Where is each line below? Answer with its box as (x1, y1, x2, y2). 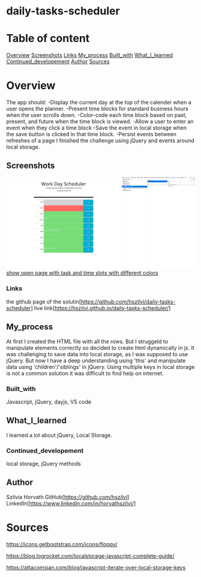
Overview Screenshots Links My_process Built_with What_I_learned (6, 52, 173, 59)
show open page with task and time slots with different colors (6, 269, 158, 277)
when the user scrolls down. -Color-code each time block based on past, (6, 112, 187, 119)
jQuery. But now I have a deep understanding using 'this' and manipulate (6, 357, 186, 364)
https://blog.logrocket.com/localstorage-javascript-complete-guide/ (6, 552, 175, 559)
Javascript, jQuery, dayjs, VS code (6, 398, 92, 405)
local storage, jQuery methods (6, 460, 81, 467)
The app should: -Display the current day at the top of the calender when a (6, 99, 192, 106)
